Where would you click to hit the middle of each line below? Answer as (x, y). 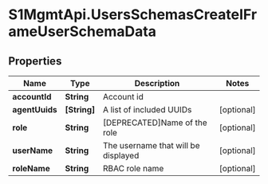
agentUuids (35, 110)
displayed (121, 155)
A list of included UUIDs (147, 110)
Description (157, 83)
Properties (35, 61)
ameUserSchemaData (83, 31)
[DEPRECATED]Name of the (155, 123)
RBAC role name (133, 168)
